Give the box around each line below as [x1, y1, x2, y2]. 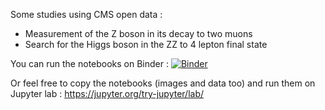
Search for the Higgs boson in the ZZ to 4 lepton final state [24, 39, 268, 50]
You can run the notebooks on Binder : [10, 58, 170, 69]
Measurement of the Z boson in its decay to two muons [24, 28, 253, 39]
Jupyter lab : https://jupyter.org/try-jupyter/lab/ [10, 88, 205, 99]
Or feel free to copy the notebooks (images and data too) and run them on [10, 77, 316, 89]
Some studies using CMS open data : [10, 9, 163, 20]
